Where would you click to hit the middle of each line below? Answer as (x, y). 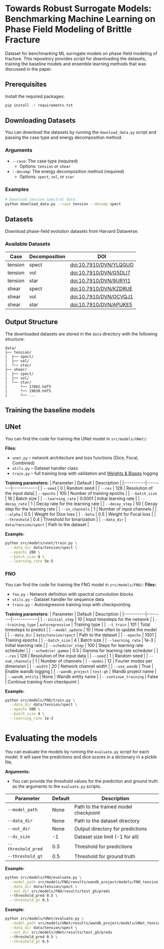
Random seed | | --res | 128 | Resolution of (110, 488)
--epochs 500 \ (25, 709)
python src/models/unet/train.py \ (41, 543)
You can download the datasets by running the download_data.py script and (81, 132)
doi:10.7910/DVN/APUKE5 (101, 305)
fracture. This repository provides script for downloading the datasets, (76, 58)
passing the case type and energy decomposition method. (64, 137)
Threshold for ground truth (105, 856)
